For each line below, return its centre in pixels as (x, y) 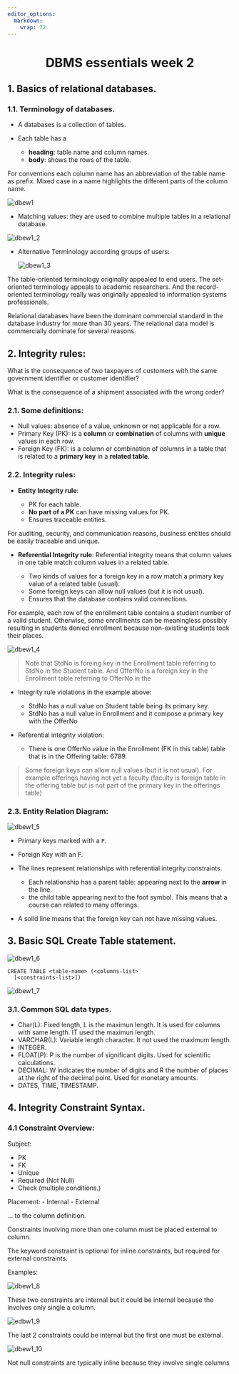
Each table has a (42, 138)
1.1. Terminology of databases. (61, 109)
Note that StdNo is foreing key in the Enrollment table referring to (120, 663)
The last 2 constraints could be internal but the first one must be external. (116, 1335)
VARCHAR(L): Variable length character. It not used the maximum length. (124, 1040)
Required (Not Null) (46, 1180)
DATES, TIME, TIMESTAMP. (58, 1086)
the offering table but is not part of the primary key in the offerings (122, 785)
